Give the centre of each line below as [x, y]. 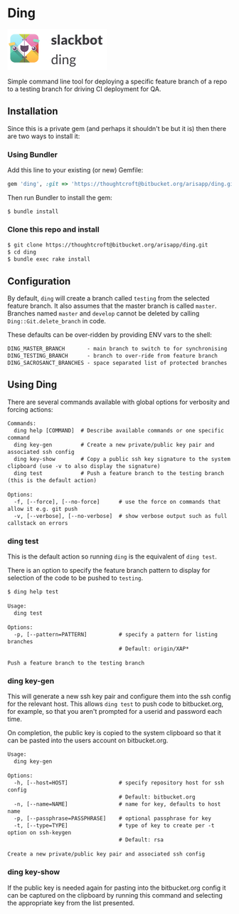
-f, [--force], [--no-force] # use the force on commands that [117, 502]
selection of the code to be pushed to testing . [75, 578]
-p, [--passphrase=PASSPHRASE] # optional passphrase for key [113, 819]
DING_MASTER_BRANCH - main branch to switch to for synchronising [117, 349]
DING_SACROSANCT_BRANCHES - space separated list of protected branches [117, 363]
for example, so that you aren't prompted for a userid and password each [115, 712]
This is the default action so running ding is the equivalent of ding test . [112, 556]
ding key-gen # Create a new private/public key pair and [114, 445]
